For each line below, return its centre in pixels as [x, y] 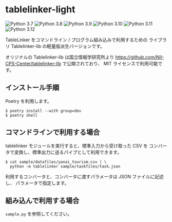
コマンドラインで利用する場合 [53, 132]
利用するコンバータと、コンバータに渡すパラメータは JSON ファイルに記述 [85, 176]
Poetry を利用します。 [28, 101]
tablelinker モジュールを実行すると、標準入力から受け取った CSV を [77, 145]
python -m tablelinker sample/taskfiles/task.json [65, 166]
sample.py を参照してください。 [39, 214]
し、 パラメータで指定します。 [37, 183]
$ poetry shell [22, 115]
